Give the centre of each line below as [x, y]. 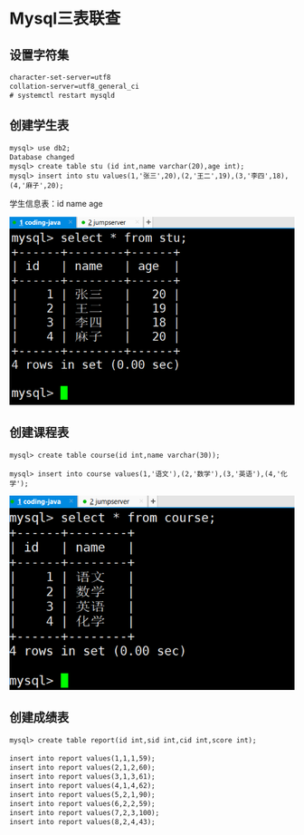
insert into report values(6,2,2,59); [82, 803]
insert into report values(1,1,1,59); [82, 758]
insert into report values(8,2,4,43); [82, 821]
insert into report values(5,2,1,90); [82, 794]
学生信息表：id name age [57, 203]
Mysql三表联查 [65, 19]
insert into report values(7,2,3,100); [85, 812]
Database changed [42, 157]
